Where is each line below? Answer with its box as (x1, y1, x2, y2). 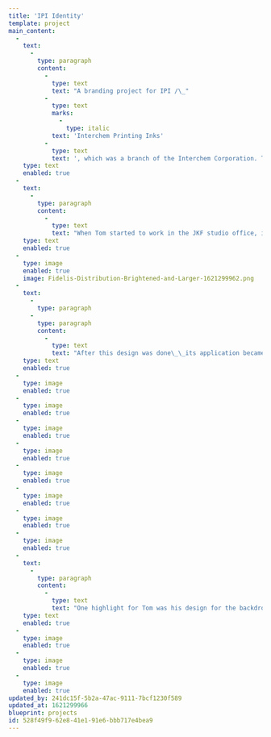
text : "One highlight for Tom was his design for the (51, 604, 236, 612)
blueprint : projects (8, 709, 78, 718)
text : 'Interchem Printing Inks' (51, 131, 164, 139)
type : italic (65, 124, 110, 132)
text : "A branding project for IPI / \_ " (51, 86, 190, 95)
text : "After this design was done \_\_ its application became (51, 349, 265, 357)
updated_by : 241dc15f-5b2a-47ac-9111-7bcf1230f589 (8, 694, 182, 702)
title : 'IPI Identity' (8, 11, 85, 20)
